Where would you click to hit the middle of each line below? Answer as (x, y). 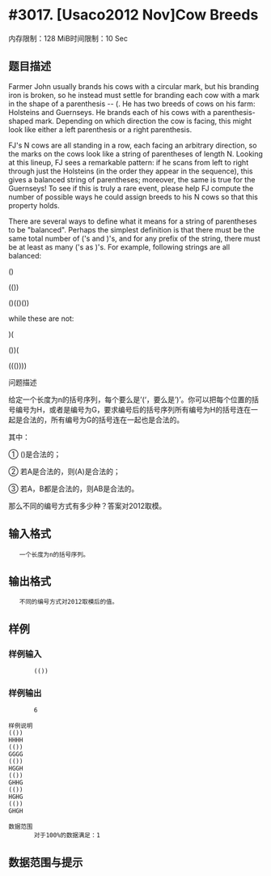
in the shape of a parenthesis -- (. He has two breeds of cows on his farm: (132, 104)
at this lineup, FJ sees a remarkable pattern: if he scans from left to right (129, 162)
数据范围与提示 (46, 862)
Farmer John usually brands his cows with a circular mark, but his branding (134, 86)
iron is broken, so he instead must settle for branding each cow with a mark (134, 95)
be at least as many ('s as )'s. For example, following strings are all (119, 247)
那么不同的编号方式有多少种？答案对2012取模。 (87, 506)
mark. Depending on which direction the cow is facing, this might (144, 121)
